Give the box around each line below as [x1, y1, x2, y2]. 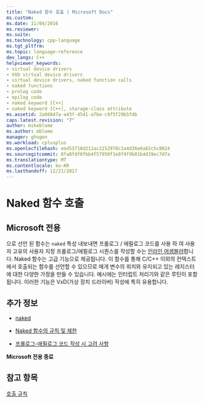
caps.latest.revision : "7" [6, 117, 75, 123]
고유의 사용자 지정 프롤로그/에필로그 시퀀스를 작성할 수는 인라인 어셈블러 [12, 248, 184, 255]
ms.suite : [6, 32, 32, 38]
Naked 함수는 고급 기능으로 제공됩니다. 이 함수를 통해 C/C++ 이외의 [14, 255, 175, 263]
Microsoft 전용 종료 [6, 353, 54, 360]
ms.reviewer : [6, 26, 40, 32]
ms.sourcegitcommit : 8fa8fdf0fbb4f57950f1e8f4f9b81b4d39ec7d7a [6, 151, 171, 157]
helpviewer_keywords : [6, 60, 62, 66]
